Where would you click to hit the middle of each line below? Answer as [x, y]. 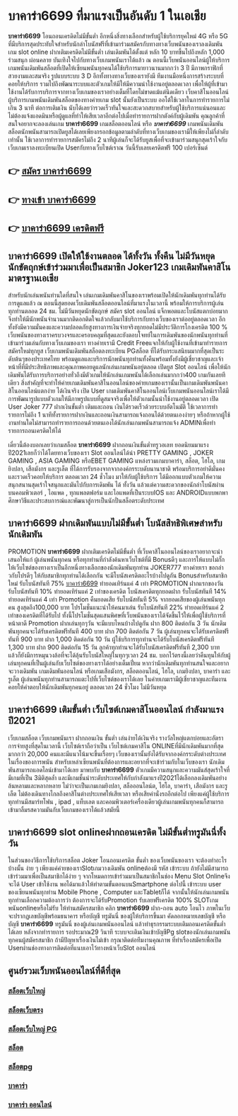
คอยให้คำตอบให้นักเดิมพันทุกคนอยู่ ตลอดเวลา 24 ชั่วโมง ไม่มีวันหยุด [87, 687]
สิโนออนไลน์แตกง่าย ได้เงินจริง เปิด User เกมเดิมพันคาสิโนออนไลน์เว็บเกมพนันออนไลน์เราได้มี [118, 390]
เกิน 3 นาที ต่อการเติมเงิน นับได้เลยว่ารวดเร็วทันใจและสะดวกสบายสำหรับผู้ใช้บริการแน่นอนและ [117, 108]
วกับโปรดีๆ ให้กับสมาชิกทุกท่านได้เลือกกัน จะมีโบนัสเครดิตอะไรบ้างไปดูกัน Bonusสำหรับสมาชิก [118, 575]
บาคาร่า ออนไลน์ [30, 1105]
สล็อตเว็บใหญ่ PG [32, 1029]
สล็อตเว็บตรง [25, 1010]
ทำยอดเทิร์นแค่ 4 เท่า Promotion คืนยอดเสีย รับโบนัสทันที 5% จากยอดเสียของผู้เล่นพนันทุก [117, 599]
